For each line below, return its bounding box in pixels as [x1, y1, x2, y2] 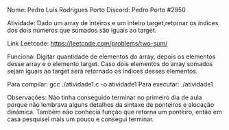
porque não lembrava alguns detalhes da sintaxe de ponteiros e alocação [7, 101, 215, 108]
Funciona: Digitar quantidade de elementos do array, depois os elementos [7, 52, 216, 61]
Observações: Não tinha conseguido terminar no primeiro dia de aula [7, 93, 202, 101]
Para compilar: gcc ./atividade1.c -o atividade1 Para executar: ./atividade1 [7, 80, 214, 88]
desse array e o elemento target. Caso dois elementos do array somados [7, 60, 213, 67]
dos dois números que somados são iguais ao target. [7, 27, 157, 34]
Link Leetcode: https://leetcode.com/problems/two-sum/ [7, 39, 168, 47]
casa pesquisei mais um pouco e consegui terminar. [7, 115, 154, 123]
